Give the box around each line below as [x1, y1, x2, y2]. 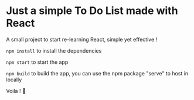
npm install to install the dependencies [6, 47, 102, 54]
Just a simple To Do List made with [6, 4, 178, 18]
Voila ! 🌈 [6, 87, 26, 94]
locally [6, 76, 22, 83]
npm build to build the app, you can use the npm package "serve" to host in [6, 70, 189, 77]
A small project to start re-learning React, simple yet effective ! [6, 36, 158, 43]
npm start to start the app [6, 58, 69, 65]
